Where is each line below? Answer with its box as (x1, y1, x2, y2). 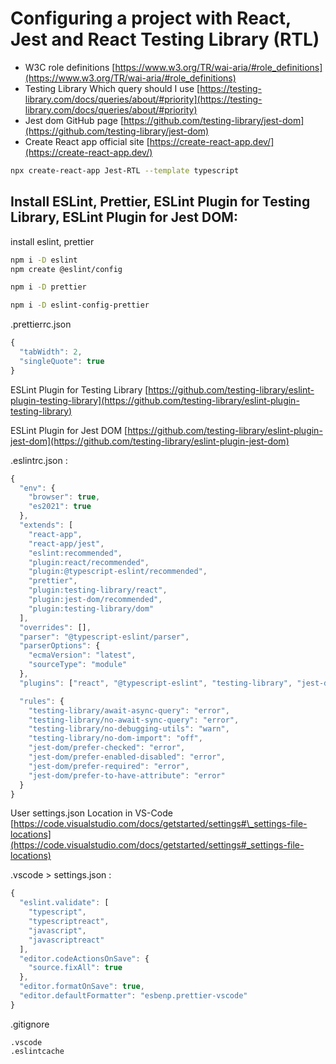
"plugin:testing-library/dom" (28, 603, 155, 614)
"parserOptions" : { (19, 641, 101, 651)
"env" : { (19, 483, 56, 493)
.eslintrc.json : (10, 454, 68, 466)
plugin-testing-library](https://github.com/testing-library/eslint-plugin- (10, 394, 300, 406)
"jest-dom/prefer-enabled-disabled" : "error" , (28, 752, 226, 762)
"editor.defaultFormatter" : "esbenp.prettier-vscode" (19, 991, 248, 1001)
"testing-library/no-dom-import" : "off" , (28, 733, 203, 744)
